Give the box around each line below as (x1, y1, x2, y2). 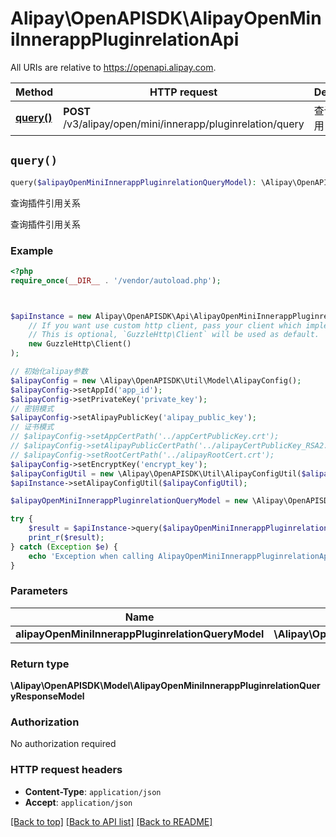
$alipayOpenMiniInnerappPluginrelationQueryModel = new (10, 496, 248, 506)
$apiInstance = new (10, 311, 92, 321)
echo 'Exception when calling (28, 551, 155, 561)
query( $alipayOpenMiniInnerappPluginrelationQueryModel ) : (10, 177, 257, 187)
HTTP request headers (10, 763, 123, 777)
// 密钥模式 (10, 403, 55, 414)
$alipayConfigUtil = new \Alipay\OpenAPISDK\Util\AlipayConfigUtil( (10, 468, 302, 479)
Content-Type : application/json (24, 785, 162, 797)
